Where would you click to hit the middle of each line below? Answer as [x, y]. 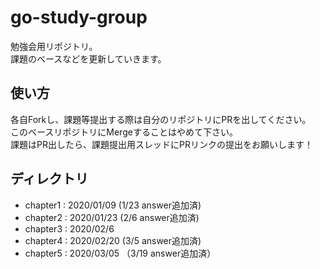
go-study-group [79, 17]
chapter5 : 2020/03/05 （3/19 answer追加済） [120, 253]
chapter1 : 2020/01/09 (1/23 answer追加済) [113, 205]
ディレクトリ [49, 179]
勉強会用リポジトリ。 [54, 46]
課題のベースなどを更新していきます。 [88, 58]
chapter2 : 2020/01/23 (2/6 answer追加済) [112, 217]
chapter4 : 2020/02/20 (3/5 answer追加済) [113, 240]
